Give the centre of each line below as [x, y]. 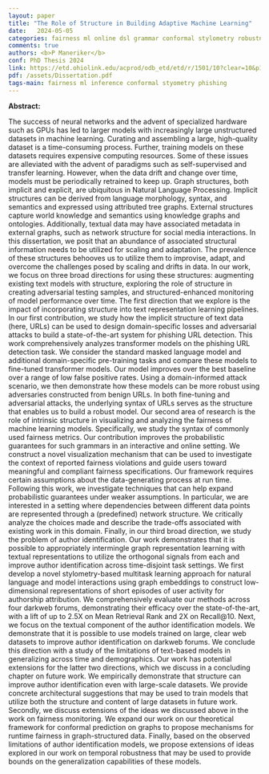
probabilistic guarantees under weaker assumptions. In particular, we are [128, 497]
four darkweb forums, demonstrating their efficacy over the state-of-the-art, [134, 608]
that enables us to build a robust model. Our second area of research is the [132, 411]
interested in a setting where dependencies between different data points [129, 505]
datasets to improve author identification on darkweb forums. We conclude [132, 642]
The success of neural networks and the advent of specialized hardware [128, 121]
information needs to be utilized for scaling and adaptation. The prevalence [132, 249]
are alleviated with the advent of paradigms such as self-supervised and [127, 164]
